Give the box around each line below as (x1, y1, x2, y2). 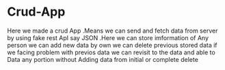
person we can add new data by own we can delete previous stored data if (7, 41, 217, 49)
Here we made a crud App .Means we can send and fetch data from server (7, 27, 218, 35)
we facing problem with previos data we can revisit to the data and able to (7, 48, 215, 56)
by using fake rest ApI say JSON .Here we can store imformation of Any (7, 33, 209, 41)
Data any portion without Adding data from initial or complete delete (7, 55, 198, 63)
